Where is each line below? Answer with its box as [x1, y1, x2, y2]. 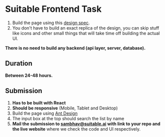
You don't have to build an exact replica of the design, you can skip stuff [12, 25, 160, 31]
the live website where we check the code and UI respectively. [12, 126, 141, 132]
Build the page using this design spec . [12, 20, 90, 26]
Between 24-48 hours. [5, 72, 53, 78]
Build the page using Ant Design [12, 110, 78, 116]
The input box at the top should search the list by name [12, 115, 125, 121]
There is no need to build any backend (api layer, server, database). [5, 45, 146, 51]
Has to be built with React [12, 100, 66, 105]
